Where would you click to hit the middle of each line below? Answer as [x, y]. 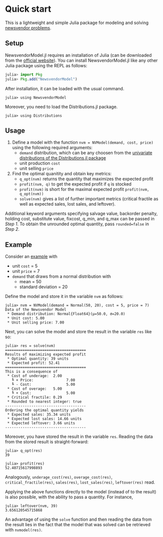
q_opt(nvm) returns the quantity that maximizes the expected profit [86, 179]
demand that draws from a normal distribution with [61, 276]
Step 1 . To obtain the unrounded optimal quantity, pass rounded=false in [77, 224]
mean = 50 [30, 282]
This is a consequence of [31, 372]
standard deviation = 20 [43, 287]
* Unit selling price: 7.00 [36, 322]
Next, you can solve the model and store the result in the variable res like [79, 332]
